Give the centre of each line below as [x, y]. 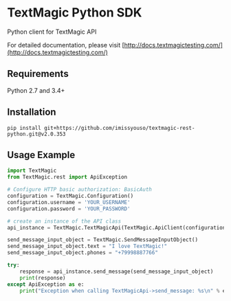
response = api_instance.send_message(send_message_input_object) [117, 271]
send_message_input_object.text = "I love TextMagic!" [87, 246]
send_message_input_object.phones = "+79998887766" [82, 253]
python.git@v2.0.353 [37, 134]
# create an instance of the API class [64, 221]
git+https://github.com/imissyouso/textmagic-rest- [119, 128]
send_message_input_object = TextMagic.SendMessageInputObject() [102, 240]
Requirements [38, 74]
